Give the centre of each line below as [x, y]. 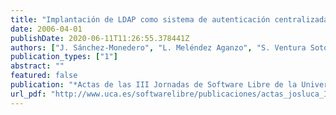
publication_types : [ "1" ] [64, 57]
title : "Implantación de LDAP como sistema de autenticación [140, 19]
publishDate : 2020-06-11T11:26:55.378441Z [100, 38]
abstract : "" [37, 66]
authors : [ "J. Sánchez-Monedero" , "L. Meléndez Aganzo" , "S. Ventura [158, 47]
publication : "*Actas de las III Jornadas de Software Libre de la [154, 85]
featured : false [44, 76]
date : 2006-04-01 [46, 29]
